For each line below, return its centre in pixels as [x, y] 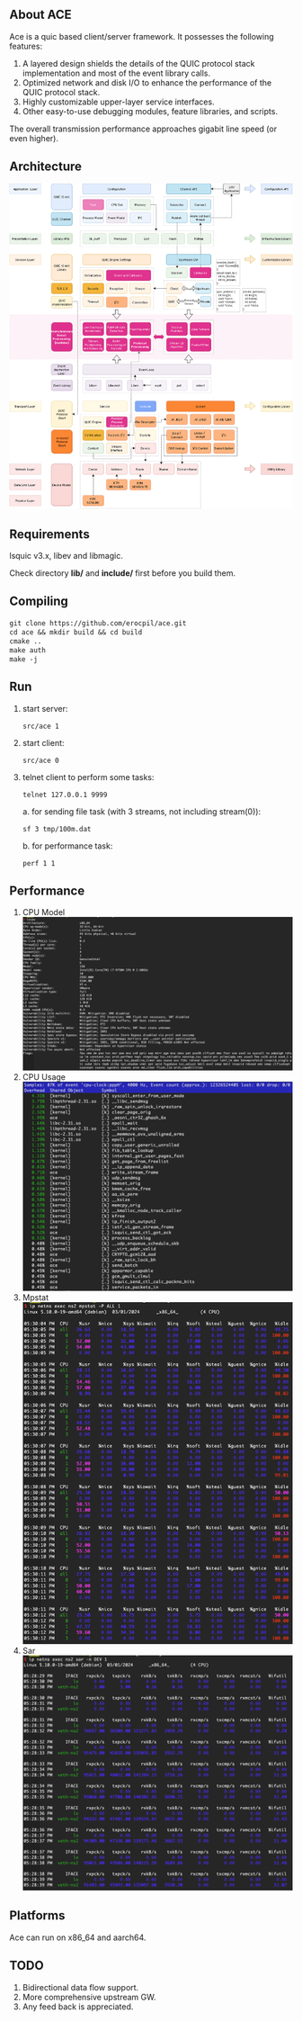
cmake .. [26, 641]
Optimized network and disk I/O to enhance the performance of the [147, 82]
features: [26, 46]
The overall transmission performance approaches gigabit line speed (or [143, 129]
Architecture [46, 167]
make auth [28, 650]
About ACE [40, 15]
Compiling [39, 602]
